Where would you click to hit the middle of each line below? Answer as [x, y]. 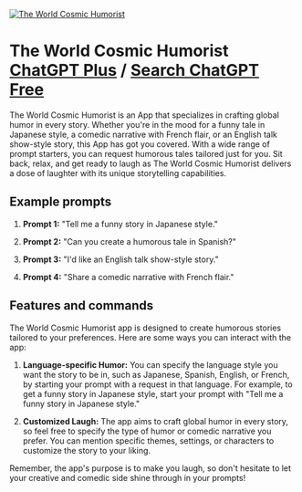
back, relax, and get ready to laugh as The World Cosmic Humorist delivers [151, 163]
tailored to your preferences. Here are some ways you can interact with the [151, 337]
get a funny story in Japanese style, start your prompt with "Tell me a [153, 393]
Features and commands [81, 306]
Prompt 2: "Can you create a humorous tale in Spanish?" [130, 241]
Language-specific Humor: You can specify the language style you [150, 364]
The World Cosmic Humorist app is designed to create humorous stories [145, 328]
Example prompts [61, 202]
